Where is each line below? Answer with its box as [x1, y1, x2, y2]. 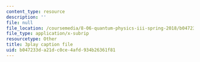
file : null [6, 19, 33, 25]
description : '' [6, 14, 46, 20]
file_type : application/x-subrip [6, 31, 89, 37]
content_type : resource [6, 8, 65, 15]
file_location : [6, 25, 44, 31]
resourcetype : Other [6, 36, 58, 42]
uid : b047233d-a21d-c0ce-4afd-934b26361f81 [6, 47, 116, 53]
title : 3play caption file [6, 42, 73, 48]
